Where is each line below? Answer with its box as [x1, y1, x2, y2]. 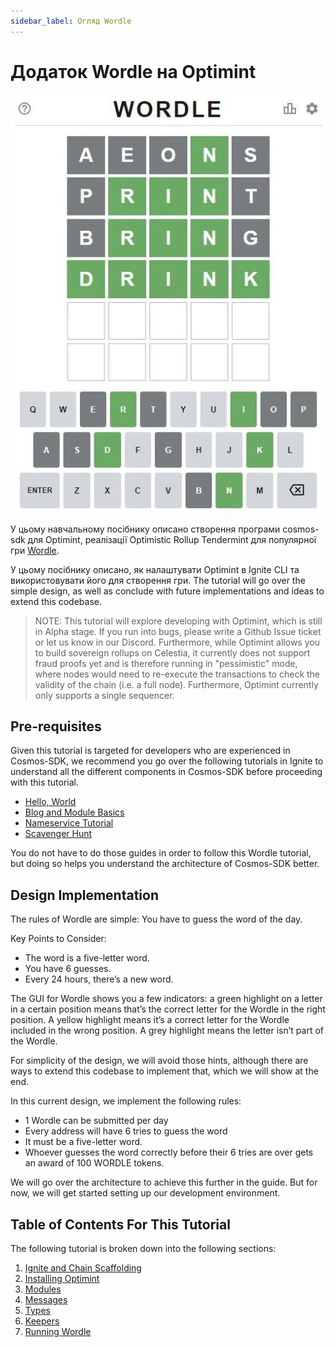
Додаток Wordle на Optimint [10, 60, 257, 83]
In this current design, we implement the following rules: [10, 1095, 242, 1107]
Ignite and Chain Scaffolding [24, 1262, 142, 1274]
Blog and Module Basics [24, 806, 125, 819]
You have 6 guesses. [24, 963, 112, 975]
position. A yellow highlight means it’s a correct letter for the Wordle [10, 1014, 290, 1026]
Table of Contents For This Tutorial [10, 1216, 231, 1233]
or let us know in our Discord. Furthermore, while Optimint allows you [34, 636, 320, 648]
